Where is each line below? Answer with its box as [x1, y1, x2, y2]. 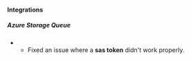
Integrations [7, 5, 44, 14]
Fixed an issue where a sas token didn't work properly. [27, 45, 185, 54]
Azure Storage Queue [7, 21, 71, 29]
